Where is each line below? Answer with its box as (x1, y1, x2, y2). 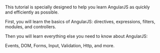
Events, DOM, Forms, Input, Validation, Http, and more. (5, 43, 115, 48)
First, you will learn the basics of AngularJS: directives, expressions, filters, (5, 19, 156, 24)
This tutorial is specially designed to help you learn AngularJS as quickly (5, 4, 150, 10)
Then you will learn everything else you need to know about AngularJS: (5, 34, 148, 39)
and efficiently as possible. (5, 9, 59, 15)
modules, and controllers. (5, 24, 56, 30)
